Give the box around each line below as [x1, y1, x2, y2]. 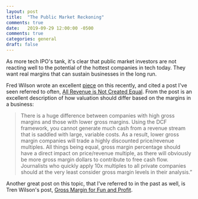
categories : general [6, 36, 57, 42]
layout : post [6, 8, 38, 15]
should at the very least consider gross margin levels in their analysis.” [20, 168, 193, 175]
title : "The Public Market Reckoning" [6, 14, 105, 20]
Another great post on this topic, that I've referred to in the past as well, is [6, 180, 186, 187]
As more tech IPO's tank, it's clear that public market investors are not [6, 57, 177, 65]
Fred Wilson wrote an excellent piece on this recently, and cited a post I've [6, 81, 187, 89]
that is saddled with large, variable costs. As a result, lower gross [20, 131, 179, 138]
